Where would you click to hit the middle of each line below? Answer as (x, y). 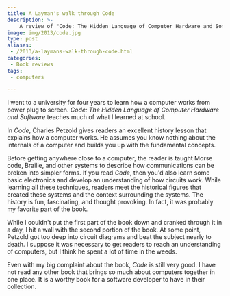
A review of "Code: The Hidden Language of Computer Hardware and (116, 26)
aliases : (20, 45)
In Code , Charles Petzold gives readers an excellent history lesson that (107, 130)
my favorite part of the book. (47, 209)
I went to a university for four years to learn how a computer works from (109, 103)
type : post (23, 39)
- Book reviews (31, 64)
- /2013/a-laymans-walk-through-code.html (72, 52)
